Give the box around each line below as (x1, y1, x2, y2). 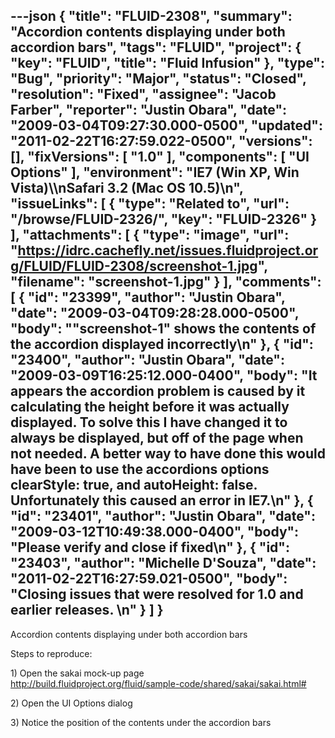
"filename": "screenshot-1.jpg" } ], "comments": (10, 274, 322, 291)
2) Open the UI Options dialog (10, 697, 133, 709)
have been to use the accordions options (10, 461, 270, 478)
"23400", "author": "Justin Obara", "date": (10, 352, 285, 369)
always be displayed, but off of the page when (10, 430, 304, 447)
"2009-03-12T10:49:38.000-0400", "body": (10, 524, 300, 541)
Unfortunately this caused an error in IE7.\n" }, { (10, 492, 314, 509)
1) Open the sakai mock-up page (10, 667, 145, 679)
